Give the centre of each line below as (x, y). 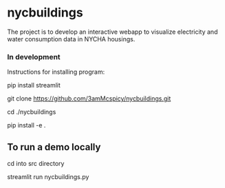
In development (34, 56)
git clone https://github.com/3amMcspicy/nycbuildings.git (89, 98)
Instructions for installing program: (56, 72)
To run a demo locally (54, 147)
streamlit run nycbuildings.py (48, 177)
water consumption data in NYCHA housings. (71, 39)
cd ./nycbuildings (32, 112)
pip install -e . (26, 125)
